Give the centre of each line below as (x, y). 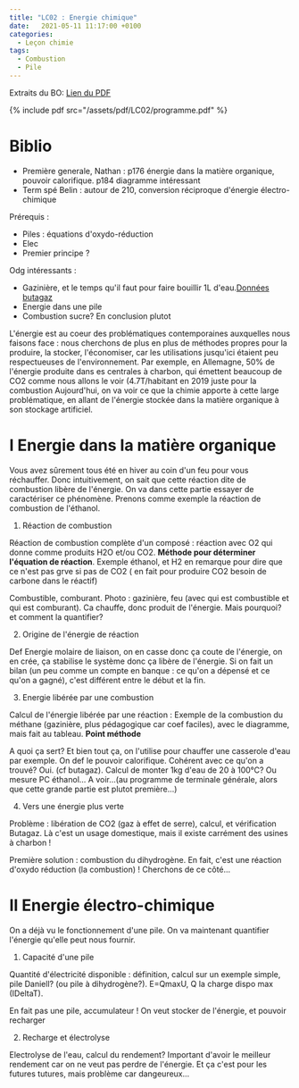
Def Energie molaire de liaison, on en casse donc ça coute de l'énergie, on (146, 651)
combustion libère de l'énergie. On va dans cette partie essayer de (132, 489)
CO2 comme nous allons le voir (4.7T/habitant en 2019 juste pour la (133, 381)
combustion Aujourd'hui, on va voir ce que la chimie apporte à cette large (144, 390)
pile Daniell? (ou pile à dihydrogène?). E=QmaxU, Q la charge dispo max (141, 983)
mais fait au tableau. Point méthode (75, 733)
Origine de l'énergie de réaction (80, 634)
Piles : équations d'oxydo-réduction (87, 234)
